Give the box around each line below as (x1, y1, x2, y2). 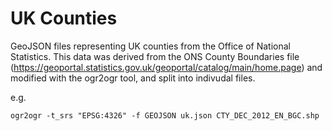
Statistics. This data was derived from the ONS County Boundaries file (10, 50, 300, 62)
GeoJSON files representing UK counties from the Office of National (10, 40, 291, 52)
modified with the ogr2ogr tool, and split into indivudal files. (10, 72, 256, 84)
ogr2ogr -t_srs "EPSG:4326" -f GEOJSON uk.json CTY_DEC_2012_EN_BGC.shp (10, 110, 320, 121)
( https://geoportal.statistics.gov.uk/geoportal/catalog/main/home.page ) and (10, 61, 323, 73)
